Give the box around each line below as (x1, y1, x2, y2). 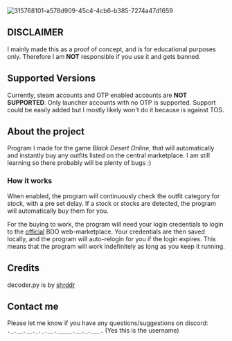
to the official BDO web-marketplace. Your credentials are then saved (7, 227, 206, 236)
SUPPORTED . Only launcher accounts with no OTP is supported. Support (7, 98, 216, 107)
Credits (7, 262, 40, 274)
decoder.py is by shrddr (7, 281, 75, 289)
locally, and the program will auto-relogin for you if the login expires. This (7, 234, 216, 243)
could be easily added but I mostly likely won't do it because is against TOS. (7, 105, 224, 114)
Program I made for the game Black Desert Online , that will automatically (7, 144, 215, 152)
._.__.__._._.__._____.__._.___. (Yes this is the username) (7, 326, 179, 335)
